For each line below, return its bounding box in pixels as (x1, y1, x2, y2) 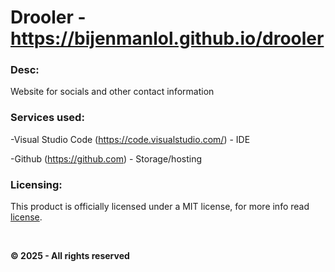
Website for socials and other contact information (10, 86, 215, 98)
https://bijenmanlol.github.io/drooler (10, 27, 325, 50)
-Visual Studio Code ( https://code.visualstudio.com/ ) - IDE (10, 133, 251, 145)
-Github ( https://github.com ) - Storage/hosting (10, 152, 202, 165)
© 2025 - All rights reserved (10, 250, 130, 262)
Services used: (10, 111, 85, 125)
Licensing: (10, 177, 63, 191)
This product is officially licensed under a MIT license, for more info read (10, 201, 310, 213)
